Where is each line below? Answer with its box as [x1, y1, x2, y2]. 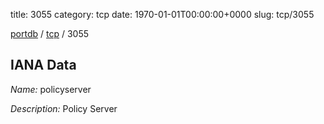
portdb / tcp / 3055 [10, 28, 89, 39]
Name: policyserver [10, 83, 92, 95]
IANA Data [10, 57, 77, 74]
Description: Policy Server [10, 102, 118, 114]
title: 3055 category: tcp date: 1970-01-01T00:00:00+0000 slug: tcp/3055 [10, 9, 315, 20]
